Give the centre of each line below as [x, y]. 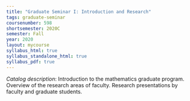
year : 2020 [20, 39]
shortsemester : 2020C [33, 28]
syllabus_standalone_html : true [46, 56]
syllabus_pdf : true [31, 62]
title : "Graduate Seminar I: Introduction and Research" [79, 12]
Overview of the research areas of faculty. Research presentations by [92, 85]
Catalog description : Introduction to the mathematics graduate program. [95, 79]
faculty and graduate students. [44, 91]
